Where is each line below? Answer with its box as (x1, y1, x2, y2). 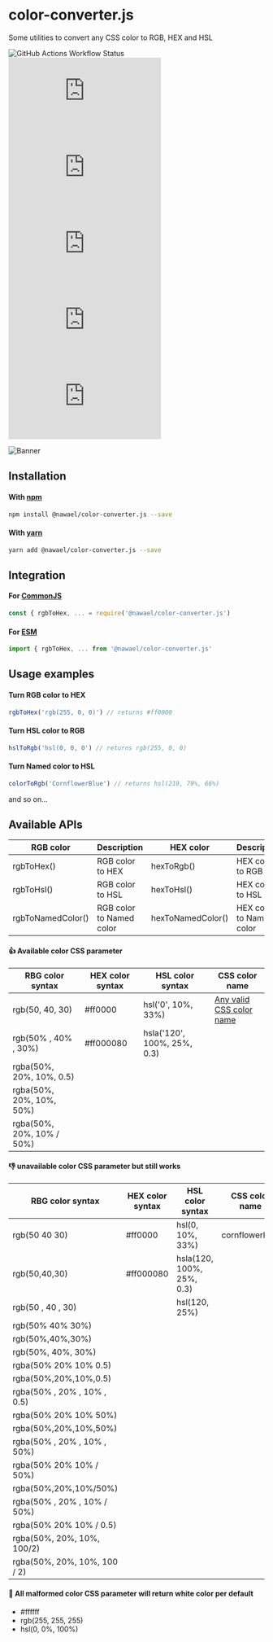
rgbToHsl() (12, 884, 54, 895)
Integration (8, 568, 67, 582)
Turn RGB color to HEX (8, 690, 86, 700)
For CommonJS (8, 591, 63, 601)
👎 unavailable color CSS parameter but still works (8, 1162, 181, 1171)
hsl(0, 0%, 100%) (19, 1624, 79, 1634)
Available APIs (8, 818, 83, 832)
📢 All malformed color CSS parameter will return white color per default (8, 1589, 253, 1599)
